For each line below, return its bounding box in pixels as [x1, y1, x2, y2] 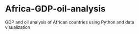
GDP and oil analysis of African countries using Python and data [5, 19, 135, 25]
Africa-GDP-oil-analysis [5, 3, 106, 14]
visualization [5, 24, 30, 30]
